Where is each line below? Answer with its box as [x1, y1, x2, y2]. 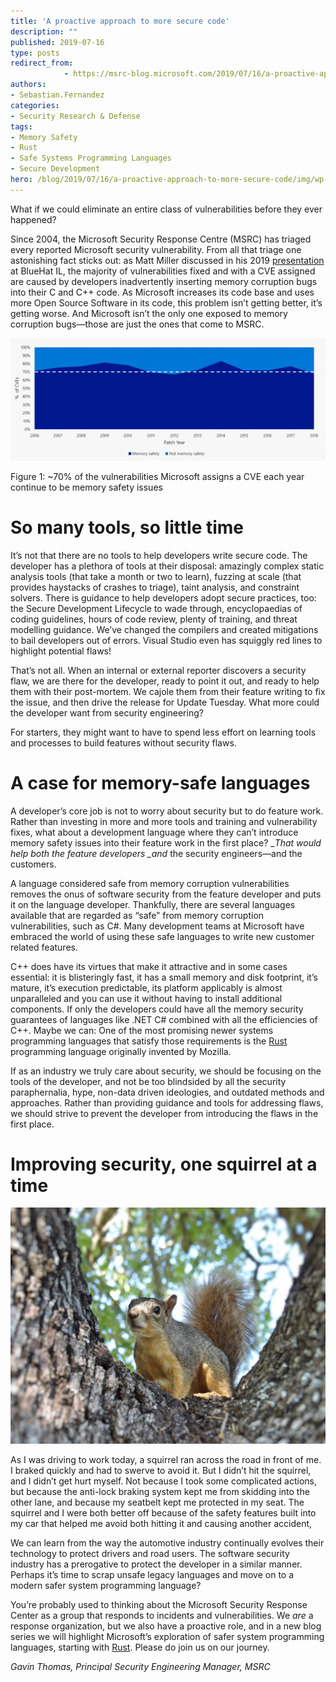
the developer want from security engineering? [10, 706, 204, 719]
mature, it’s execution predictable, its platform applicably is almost [10, 981, 283, 994]
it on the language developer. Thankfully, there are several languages [10, 898, 296, 910]
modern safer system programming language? [10, 1580, 202, 1592]
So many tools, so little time [10, 516, 245, 539]
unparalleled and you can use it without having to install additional [10, 992, 283, 1004]
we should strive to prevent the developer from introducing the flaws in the [10, 1107, 319, 1119]
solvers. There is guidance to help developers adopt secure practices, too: [10, 591, 317, 604]
